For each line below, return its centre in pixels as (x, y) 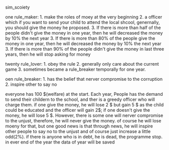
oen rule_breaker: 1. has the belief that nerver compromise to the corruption (84, 79)
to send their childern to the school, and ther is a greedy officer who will (80, 99)
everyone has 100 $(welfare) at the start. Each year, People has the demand (84, 94)
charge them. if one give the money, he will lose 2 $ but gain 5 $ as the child (84, 105)
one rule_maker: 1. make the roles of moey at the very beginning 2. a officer (84, 17)
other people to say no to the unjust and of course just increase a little (78, 131)
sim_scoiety (18, 7)
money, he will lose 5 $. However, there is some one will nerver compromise (84, 115)
